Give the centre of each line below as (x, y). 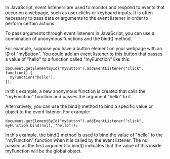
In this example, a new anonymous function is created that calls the (75, 91)
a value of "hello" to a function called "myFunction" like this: (68, 59)
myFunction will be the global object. (44, 151)
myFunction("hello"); (33, 77)
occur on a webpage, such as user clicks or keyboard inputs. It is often (79, 13)
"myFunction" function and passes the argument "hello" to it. (69, 96)
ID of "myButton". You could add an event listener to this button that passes (84, 54)
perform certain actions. (30, 23)
